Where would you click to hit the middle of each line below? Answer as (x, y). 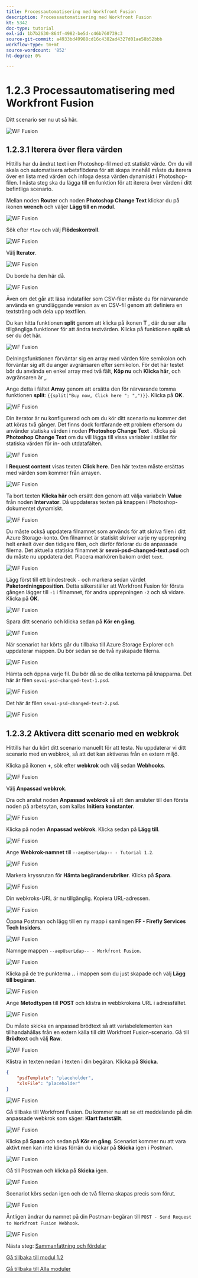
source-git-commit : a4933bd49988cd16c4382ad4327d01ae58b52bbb (84, 39)
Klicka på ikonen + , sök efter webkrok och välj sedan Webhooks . (86, 766)
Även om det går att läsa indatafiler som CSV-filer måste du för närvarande (97, 299)
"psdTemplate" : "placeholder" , (55, 1078)
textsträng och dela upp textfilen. (46, 312)
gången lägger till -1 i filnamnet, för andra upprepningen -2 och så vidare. (96, 592)
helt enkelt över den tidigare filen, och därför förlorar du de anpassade (92, 544)
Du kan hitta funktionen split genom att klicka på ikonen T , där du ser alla (96, 323)
